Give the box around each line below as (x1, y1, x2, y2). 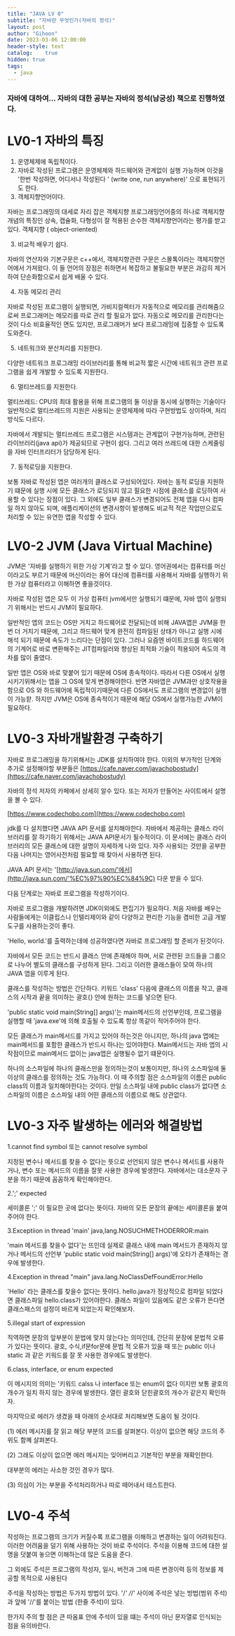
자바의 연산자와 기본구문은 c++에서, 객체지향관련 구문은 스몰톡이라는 (7, 255, 195, 264)
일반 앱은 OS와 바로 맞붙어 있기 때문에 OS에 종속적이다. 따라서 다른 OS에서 (7, 668, 213, 677)
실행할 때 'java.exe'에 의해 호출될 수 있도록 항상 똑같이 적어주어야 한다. (7, 1017, 201, 1025)
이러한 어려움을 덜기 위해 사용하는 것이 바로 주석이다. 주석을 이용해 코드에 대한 (7, 1542, 221, 1550)
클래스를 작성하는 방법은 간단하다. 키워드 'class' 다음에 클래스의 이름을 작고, (7, 984, 215, 993)
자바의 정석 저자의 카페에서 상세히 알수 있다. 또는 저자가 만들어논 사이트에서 (7, 787, 213, 795)
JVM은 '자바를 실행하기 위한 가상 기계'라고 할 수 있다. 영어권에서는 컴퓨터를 (7, 562, 213, 571)
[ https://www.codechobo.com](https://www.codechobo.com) (7, 810, 186, 818)
